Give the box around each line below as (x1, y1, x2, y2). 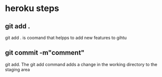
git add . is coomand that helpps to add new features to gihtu (5, 35, 127, 40)
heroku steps (5, 3, 59, 14)
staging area (5, 66, 30, 72)
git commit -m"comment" (5, 49, 85, 57)
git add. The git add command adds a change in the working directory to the (5, 61, 158, 67)
